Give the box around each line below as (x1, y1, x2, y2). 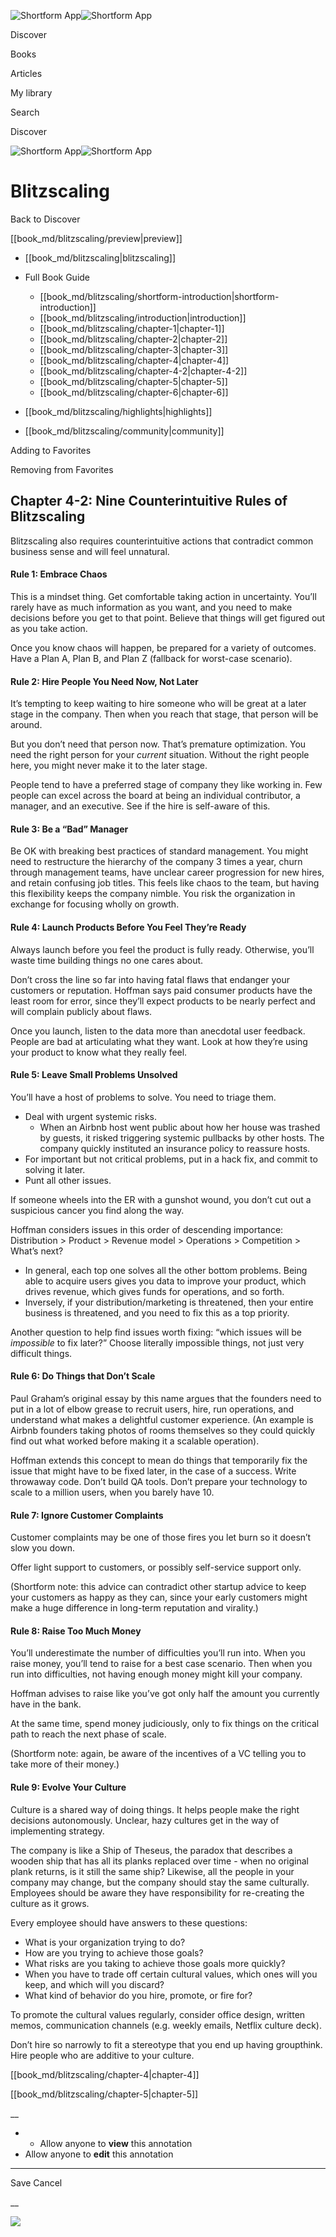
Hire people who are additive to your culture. (10, 2049, 195, 2061)
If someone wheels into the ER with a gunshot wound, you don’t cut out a (10, 1193, 312, 1205)
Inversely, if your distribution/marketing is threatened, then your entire (24, 1296, 314, 1308)
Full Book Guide (24, 271, 91, 283)
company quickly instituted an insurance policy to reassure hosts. (39, 1142, 311, 1154)
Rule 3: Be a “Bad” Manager (10, 823, 129, 835)
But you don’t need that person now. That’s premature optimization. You (10, 738, 307, 750)
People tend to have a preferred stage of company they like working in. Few (10, 779, 323, 791)
